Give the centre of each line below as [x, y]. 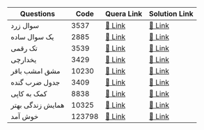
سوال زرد [25, 26]
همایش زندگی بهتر [38, 105]
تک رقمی [24, 48]
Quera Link [124, 14]
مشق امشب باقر [36, 71]
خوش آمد [25, 116]
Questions [38, 14]
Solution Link [171, 14]
